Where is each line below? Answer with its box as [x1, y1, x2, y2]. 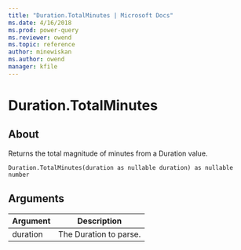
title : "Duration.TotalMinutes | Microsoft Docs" [8, 11, 174, 20]
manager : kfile [8, 63, 58, 71]
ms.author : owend [8, 56, 65, 64]
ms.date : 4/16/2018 [8, 19, 72, 27]
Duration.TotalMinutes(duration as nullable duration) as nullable [8, 164, 234, 171]
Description [77, 215, 122, 226]
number [8, 171, 30, 178]
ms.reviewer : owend [8, 33, 72, 42]
